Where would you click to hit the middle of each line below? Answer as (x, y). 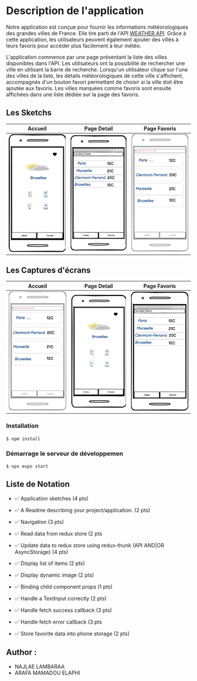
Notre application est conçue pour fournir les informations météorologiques (97, 27)
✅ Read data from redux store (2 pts (58, 533)
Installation (23, 426)
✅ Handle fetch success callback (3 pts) (63, 610)
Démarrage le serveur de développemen (65, 454)
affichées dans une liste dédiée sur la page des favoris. (73, 94)
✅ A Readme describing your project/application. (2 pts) (82, 510)
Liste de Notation (38, 484)
